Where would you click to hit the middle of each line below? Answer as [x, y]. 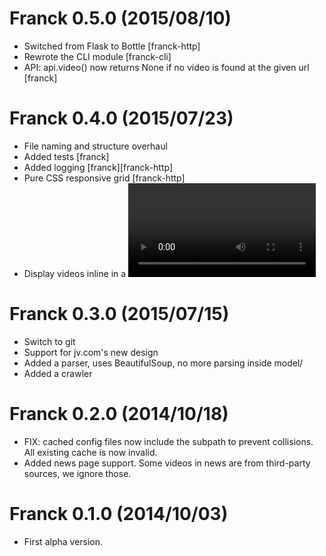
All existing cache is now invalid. [90, 452]
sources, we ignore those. [77, 473]
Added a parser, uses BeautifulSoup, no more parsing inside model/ [163, 363]
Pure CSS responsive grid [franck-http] [104, 178]
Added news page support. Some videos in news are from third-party [167, 463]
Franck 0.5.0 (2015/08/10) [120, 18]
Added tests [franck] [66, 156]
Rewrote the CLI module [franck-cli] [97, 56]
